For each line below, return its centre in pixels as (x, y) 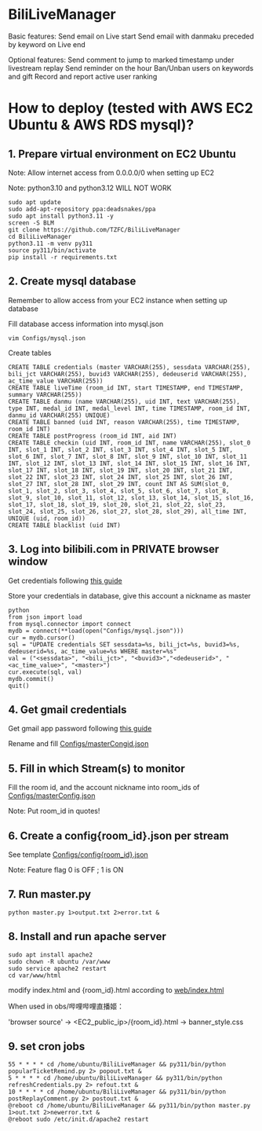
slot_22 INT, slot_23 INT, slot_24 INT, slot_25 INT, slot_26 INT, (121, 477)
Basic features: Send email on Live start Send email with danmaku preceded (131, 36)
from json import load (45, 617)
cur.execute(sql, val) (45, 672)
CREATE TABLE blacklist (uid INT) (65, 525)
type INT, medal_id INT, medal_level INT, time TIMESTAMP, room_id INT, (129, 408)
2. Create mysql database (72, 282)
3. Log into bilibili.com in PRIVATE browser (114, 549)
